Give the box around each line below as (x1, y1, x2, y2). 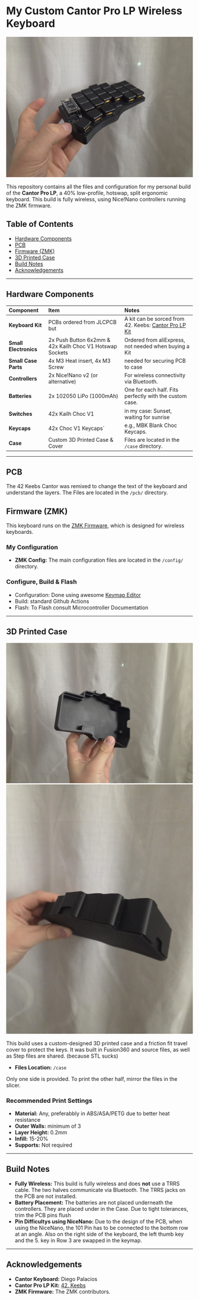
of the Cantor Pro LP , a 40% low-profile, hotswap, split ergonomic (6, 189, 168, 197)
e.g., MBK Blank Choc (124, 422, 178, 429)
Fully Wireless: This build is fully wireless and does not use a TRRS (14, 1180, 180, 1187)
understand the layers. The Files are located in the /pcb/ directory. (6, 489, 168, 496)
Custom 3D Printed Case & (48, 437, 114, 444)
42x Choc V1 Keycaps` (48, 425, 105, 432)
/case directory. (124, 442, 163, 450)
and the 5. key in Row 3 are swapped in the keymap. (14, 1236, 142, 1244)
